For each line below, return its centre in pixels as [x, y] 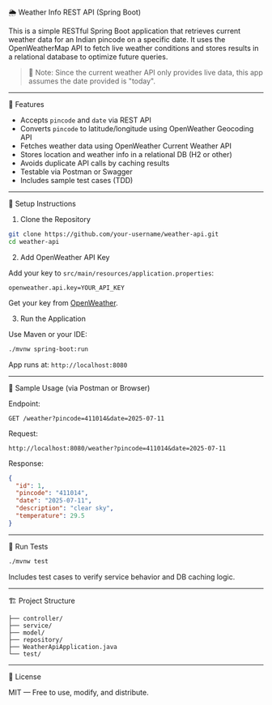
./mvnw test [28, 561]
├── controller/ [36, 618]
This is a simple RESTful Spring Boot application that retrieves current [125, 31]
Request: [23, 434]
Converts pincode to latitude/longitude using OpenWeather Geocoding [137, 128]
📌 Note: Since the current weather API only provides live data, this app [145, 73]
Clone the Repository [55, 219]
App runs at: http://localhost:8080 [68, 365]
